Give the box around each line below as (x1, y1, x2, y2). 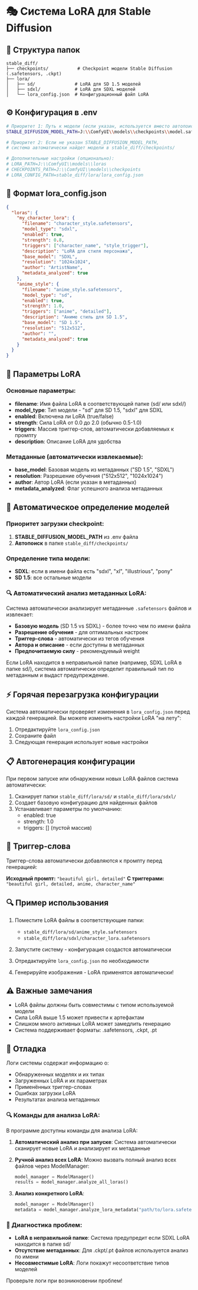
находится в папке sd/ (14, 1240, 71, 1248)
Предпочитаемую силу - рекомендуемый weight (14, 648, 140, 655)
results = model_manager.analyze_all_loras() (14, 1179, 128, 1185)
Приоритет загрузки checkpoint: (6, 520, 104, 528)
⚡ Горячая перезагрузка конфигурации (6, 690, 159, 700)
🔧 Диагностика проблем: (6, 1221, 82, 1229)
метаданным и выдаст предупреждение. (6, 672, 110, 679)
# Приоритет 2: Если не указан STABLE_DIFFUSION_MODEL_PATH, (6, 140, 160, 146)
